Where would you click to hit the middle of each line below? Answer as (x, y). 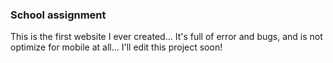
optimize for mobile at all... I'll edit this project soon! (116, 47)
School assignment (58, 15)
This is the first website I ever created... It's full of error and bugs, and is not (166, 37)
